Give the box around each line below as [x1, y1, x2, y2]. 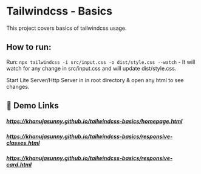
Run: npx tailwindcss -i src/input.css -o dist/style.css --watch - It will [6, 58, 196, 65]
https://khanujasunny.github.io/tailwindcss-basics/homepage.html [6, 117, 183, 125]
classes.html [6, 139, 40, 147]
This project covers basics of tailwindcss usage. [6, 24, 127, 32]
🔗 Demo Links [6, 100, 60, 111]
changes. [6, 83, 30, 90]
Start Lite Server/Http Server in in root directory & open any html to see [6, 76, 184, 83]
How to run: [6, 42, 52, 52]
